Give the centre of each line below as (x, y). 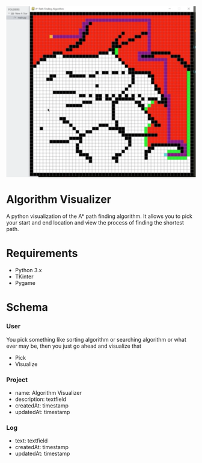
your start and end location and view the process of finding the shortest (95, 223)
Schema (27, 308)
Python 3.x (28, 270)
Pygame (25, 283)
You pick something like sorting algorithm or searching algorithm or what (96, 339)
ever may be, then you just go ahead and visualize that (74, 346)
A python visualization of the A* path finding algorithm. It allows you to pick (99, 216)
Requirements (42, 254)
